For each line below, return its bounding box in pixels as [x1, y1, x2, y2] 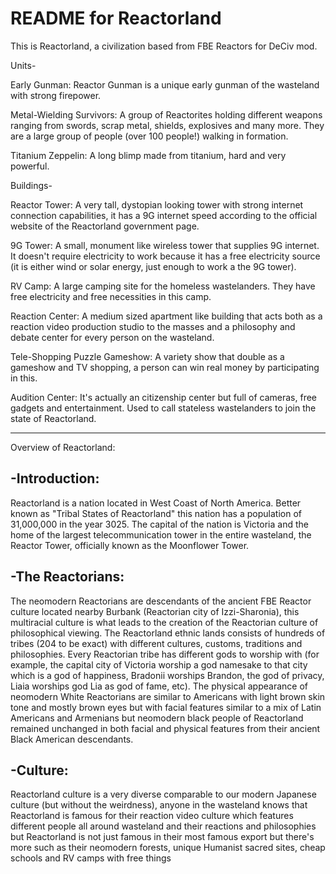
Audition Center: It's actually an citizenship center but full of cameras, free [10, 391, 318, 403]
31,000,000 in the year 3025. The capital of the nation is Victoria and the [10, 518, 309, 530]
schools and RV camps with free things [10, 852, 172, 864]
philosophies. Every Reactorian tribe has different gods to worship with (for [10, 648, 320, 660]
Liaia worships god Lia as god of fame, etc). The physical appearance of [10, 680, 308, 692]
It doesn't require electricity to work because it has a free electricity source [10, 250, 321, 262]
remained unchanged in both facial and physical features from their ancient [10, 722, 321, 734]
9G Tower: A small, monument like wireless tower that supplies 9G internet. [10, 239, 320, 251]
